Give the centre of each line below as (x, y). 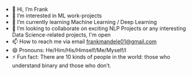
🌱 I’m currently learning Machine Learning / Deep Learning (84, 22)
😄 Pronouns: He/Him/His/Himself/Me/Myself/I (69, 50)
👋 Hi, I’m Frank (30, 9)
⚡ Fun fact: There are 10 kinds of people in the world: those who (91, 57)
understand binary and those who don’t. (61, 65)
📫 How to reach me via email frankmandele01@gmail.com (84, 41)
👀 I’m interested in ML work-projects (57, 16)
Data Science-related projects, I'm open (61, 35)
